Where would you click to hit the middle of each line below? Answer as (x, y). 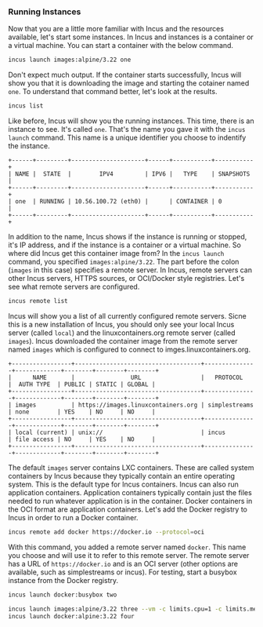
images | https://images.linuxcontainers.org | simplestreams (135, 405)
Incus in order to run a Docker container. (73, 517)
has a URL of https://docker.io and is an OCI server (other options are (123, 563)
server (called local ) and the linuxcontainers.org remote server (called (122, 333)
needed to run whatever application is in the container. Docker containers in (130, 501)
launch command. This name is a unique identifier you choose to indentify (127, 138)
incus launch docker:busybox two (63, 595)
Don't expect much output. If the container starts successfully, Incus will (125, 75)
